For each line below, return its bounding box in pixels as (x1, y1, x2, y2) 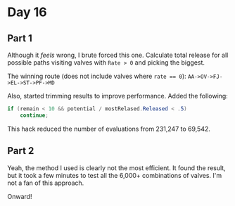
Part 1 (7, 32, 33, 44)
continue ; (20, 112, 49, 119)
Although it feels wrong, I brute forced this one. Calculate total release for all (7, 51, 229, 59)
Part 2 (7, 145, 34, 157)
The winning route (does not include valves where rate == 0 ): (7, 72, 186, 80)
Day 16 (7, 4, 47, 20)
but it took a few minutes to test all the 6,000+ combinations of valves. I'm (7, 171, 222, 179)
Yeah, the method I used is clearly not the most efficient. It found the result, (7, 163, 227, 172)
